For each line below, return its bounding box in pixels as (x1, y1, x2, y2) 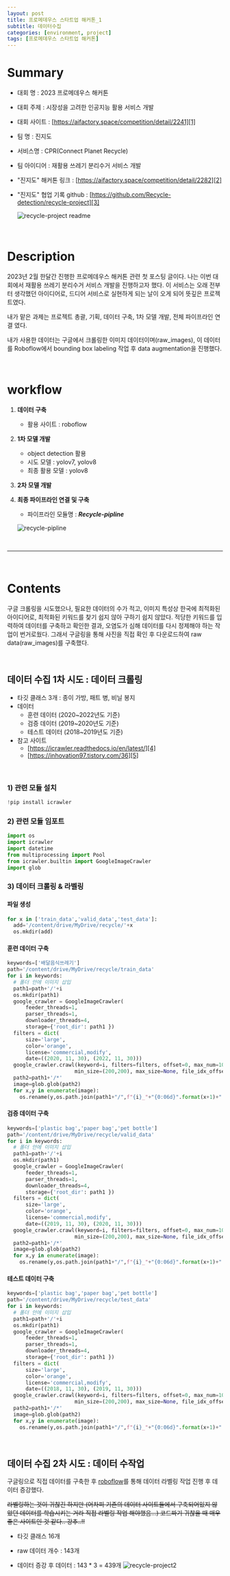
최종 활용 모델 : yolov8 (27, 466, 88, 474)
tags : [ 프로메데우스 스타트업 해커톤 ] (7, 36, 99, 43)
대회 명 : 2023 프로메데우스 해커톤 (16, 88, 109, 97)
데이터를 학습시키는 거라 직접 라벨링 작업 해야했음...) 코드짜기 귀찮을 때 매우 (19, 1509, 221, 1517)
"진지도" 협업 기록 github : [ (16, 191, 92, 199)
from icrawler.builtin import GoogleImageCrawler (7, 858, 152, 864)
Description (7, 249, 75, 265)
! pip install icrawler (7, 799, 72, 805)
